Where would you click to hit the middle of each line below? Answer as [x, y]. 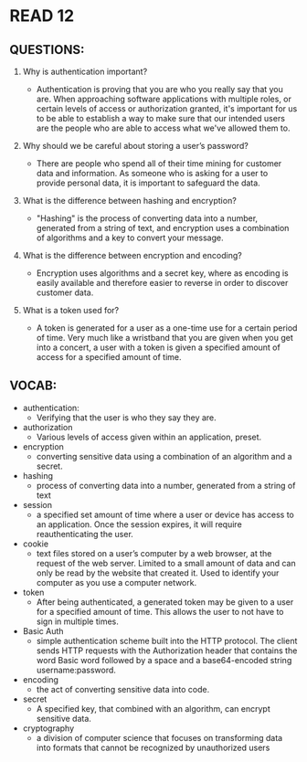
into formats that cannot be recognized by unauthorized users [153, 747]
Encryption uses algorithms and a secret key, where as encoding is [163, 273]
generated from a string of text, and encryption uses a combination [163, 228]
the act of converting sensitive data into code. [123, 689]
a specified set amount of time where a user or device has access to [165, 514]
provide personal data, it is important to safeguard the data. [148, 183]
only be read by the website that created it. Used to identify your [158, 573]
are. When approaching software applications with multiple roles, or [164, 99]
